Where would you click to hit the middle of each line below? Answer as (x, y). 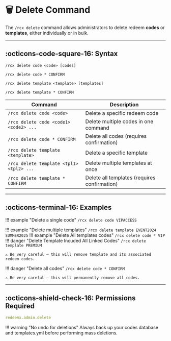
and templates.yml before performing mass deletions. (62, 333)
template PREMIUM (24, 246)
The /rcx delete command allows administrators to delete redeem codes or (85, 27)
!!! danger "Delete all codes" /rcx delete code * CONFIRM (65, 268)
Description (124, 104)
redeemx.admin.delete (28, 318)
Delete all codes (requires (116, 136)
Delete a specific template (116, 153)
